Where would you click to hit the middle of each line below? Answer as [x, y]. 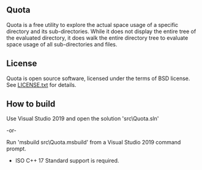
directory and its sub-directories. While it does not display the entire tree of [101, 31]
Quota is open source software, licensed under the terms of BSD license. [98, 78]
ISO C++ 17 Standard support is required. [67, 161]
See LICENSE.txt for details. [41, 84]
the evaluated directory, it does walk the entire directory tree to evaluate [97, 38]
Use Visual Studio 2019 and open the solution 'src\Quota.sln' [83, 119]
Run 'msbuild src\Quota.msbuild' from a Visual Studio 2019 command [94, 142]
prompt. [16, 149]
